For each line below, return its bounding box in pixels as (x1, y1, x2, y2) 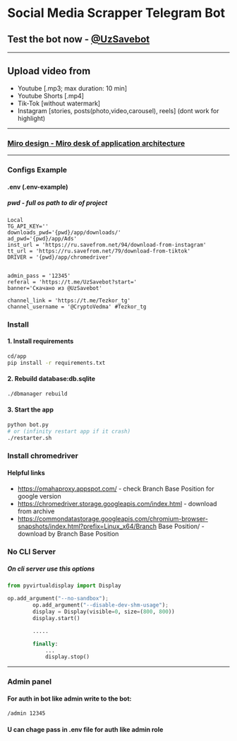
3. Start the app (7, 405, 54, 414)
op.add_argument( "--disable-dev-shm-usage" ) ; (32, 602, 169, 609)
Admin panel (7, 677, 51, 687)
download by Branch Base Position (17, 529, 119, 538)
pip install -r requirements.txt (7, 359, 106, 366)
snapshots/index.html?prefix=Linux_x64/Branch (17, 522, 157, 530)
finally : (32, 640, 59, 648)
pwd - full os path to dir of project (7, 199, 108, 207)
